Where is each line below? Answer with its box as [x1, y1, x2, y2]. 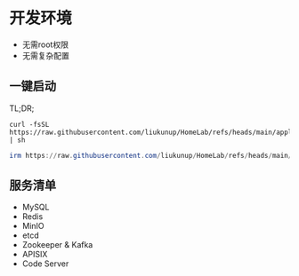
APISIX [21, 249, 48, 260]
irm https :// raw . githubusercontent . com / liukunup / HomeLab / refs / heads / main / [9, 151, 293, 160]
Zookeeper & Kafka [21, 240, 93, 250]
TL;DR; [9, 103, 35, 114]
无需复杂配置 [21, 50, 69, 60]
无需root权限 [21, 39, 69, 50]
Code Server [21, 258, 69, 269]
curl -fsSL [9, 120, 50, 129]
